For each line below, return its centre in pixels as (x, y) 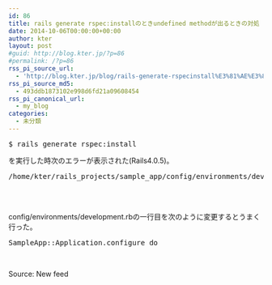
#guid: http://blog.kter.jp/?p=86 (67, 53)
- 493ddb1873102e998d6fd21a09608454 (77, 91)
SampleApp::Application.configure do (83, 242)
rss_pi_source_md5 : (41, 83)
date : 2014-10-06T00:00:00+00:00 (65, 31)
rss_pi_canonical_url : (47, 99)
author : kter (30, 38)
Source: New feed (38, 274)
